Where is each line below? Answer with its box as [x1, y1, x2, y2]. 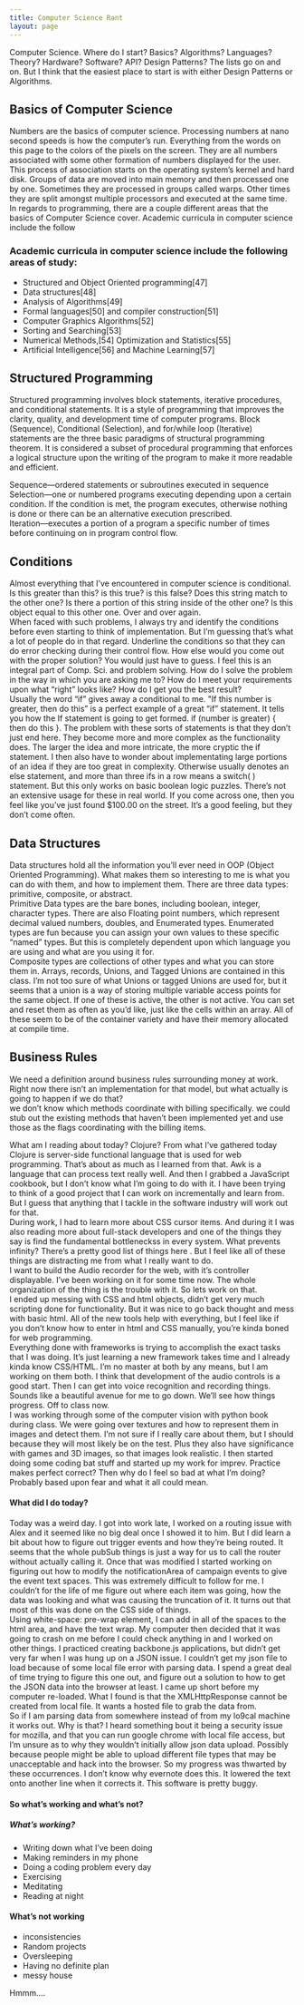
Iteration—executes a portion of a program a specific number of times [9, 518, 270, 529]
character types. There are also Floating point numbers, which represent [9, 908, 280, 919]
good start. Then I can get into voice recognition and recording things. [9, 1380, 271, 1391]
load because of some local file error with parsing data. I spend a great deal [9, 1662, 292, 1673]
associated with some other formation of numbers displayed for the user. [9, 155, 281, 166]
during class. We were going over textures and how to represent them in [9, 1418, 279, 1429]
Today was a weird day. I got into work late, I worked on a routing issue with [9, 1518, 292, 1529]
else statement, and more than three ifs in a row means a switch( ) [9, 771, 256, 782]
